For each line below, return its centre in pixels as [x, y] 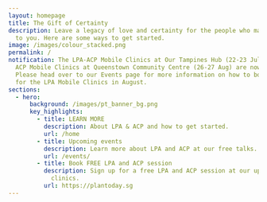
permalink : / [30, 52]
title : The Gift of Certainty [58, 23]
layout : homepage [37, 16]
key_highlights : [56, 112]
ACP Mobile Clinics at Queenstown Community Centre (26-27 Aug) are [131, 68]
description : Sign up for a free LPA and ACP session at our [147, 171]
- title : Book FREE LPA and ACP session [104, 164]
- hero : [28, 97]
